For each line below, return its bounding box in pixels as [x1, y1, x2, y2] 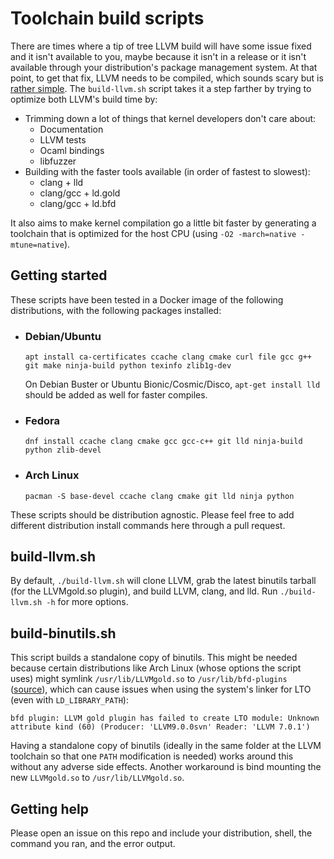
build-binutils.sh [10, 625, 117, 642]
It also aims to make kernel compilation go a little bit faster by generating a [10, 217, 317, 229]
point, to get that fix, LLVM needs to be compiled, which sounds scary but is [10, 72, 324, 84]
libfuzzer [39, 155, 77, 167]
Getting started [10, 267, 108, 284]
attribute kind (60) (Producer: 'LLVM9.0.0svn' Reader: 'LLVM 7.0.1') [10, 722, 311, 732]
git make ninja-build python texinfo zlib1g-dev [24, 361, 232, 371]
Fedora [24, 413, 60, 427]
